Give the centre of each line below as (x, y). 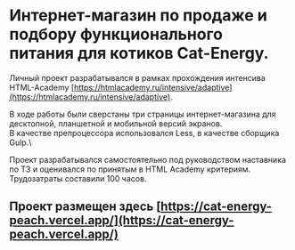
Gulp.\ (20, 142)
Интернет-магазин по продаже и (138, 16)
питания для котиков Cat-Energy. (139, 53)
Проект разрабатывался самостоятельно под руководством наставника (148, 159)
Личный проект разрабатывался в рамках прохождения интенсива (137, 77)
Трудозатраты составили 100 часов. (78, 178)
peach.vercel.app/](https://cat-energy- (122, 220)
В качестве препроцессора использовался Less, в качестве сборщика (144, 133)
